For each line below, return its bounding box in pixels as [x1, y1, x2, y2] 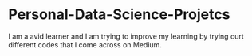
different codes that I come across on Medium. [8, 39, 162, 49]
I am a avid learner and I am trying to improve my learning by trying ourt [8, 32, 245, 41]
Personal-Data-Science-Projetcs [8, 6, 230, 24]
